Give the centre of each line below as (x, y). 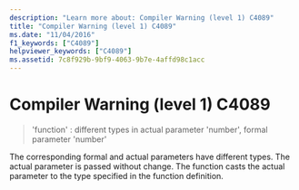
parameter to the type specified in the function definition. (117, 176)
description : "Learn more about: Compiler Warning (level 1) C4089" (142, 18)
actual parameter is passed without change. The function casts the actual (147, 166)
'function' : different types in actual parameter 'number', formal (149, 129)
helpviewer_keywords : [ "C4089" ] (70, 52)
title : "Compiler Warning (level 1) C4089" (93, 26)
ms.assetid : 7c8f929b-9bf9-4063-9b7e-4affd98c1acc (107, 60)
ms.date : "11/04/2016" (52, 34)
